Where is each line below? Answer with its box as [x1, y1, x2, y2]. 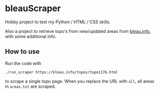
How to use [5, 47, 40, 56]
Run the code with [5, 60, 42, 66]
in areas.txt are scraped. [5, 83, 56, 89]
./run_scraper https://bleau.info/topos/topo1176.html [5, 70, 118, 75]
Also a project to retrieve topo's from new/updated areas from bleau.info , [5, 28, 151, 34]
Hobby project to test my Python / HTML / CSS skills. [5, 19, 111, 25]
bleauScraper [5, 3, 61, 14]
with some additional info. [5, 33, 57, 39]
